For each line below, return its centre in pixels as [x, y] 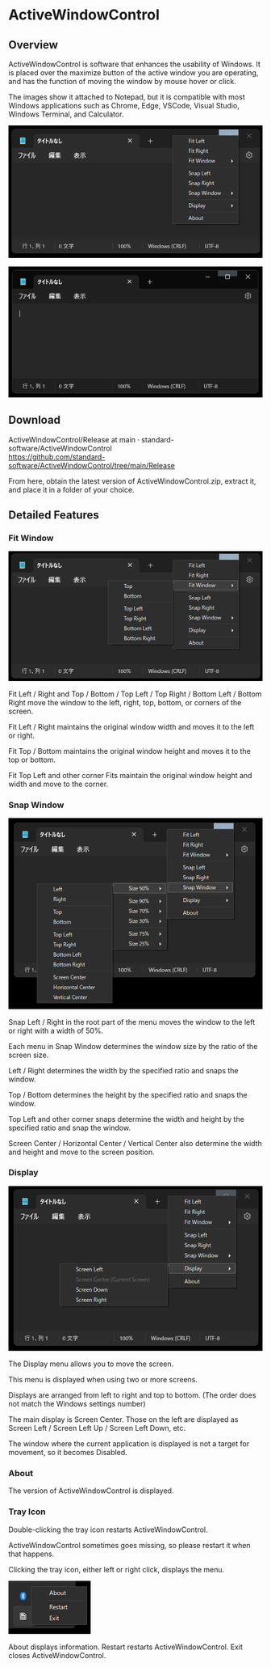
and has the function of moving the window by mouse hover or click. [122, 81]
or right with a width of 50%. [56, 1030]
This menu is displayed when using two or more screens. [103, 1380]
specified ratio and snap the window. [70, 1128]
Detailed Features [54, 515]
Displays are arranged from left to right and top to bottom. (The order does [132, 1395]
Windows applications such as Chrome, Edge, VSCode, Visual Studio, [124, 106]
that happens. [31, 1554]
